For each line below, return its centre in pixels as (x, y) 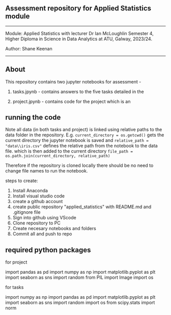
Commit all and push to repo (42, 234)
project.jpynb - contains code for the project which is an (72, 101)
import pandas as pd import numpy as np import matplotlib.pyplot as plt (80, 272)
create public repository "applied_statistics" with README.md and (82, 207)
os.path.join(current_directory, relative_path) (58, 156)
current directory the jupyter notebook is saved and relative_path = (77, 140)
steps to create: (22, 181)
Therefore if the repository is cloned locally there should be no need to (79, 165)
